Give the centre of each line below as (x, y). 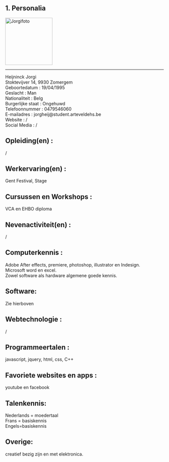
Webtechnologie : (33, 319)
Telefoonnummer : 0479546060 (38, 109)
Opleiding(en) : (29, 141)
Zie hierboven (20, 303)
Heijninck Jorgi (21, 77)
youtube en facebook (27, 387)
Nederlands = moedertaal (32, 415)
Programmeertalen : (37, 347)
